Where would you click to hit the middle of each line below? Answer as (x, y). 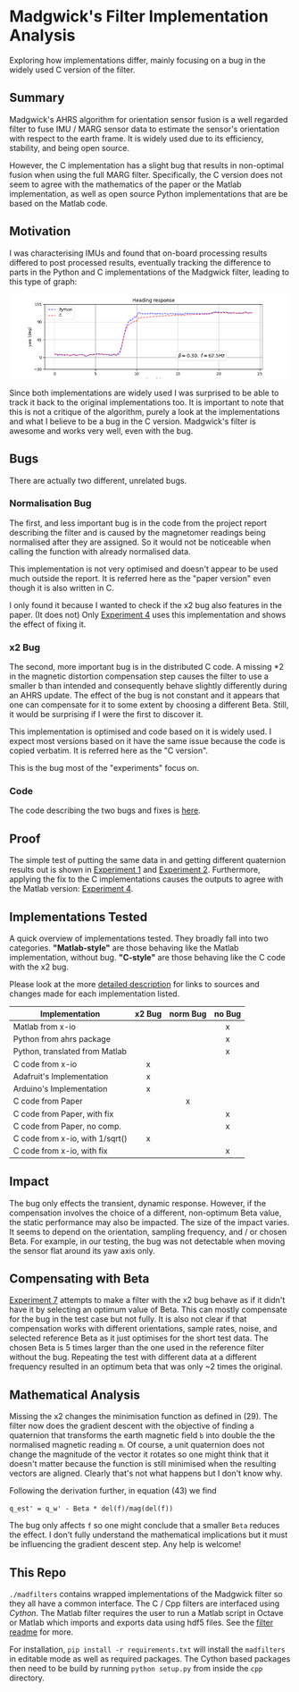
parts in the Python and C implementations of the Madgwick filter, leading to (149, 272)
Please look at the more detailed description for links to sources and (135, 985)
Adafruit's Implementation (61, 1076)
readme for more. (42, 1632)
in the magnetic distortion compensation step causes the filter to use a (139, 676)
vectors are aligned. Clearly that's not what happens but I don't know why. (146, 1474)
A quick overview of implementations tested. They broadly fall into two (139, 939)
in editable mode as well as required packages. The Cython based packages (150, 1659)
